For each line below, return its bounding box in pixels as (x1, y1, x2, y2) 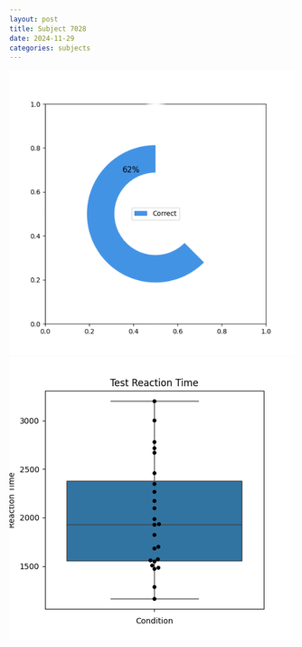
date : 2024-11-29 (9, 34, 75, 43)
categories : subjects (9, 43, 91, 53)
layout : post (9, 14, 59, 24)
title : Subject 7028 (9, 24, 88, 34)
